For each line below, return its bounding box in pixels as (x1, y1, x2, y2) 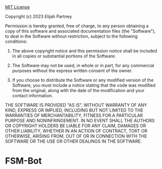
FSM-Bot (5, 155, 42, 167)
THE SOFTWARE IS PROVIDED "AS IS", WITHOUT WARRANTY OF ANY (5, 102, 147, 108)
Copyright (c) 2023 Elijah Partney (5, 14, 72, 19)
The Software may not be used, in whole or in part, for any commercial (12, 63, 155, 68)
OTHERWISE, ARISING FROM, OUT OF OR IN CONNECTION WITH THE (5, 133, 147, 139)
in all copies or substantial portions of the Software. (12, 53, 116, 59)
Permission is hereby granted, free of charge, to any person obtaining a (5, 23, 149, 29)
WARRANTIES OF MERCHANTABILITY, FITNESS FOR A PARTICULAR (5, 113, 143, 118)
